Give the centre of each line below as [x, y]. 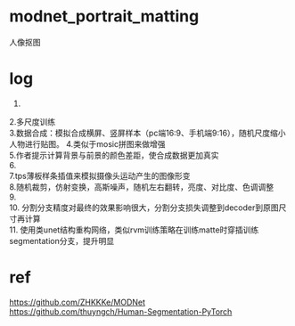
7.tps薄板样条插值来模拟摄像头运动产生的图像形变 [100, 175]
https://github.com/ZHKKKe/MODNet [77, 302]
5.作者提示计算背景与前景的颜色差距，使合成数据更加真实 [114, 155]
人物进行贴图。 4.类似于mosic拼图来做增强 [87, 143]
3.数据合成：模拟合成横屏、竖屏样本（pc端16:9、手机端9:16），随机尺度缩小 [148, 133]
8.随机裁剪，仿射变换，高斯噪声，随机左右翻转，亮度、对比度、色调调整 [142, 187]
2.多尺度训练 [33, 121]
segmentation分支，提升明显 [61, 240]
